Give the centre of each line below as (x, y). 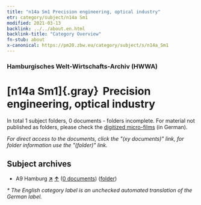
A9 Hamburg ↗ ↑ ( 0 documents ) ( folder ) (66, 179)
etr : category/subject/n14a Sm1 (47, 17)
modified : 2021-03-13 (34, 23)
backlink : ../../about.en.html (46, 29)
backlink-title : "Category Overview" (54, 34)
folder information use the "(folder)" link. (57, 145)
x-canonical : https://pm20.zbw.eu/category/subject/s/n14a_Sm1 (88, 46)
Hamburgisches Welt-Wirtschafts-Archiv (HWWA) (82, 66)
